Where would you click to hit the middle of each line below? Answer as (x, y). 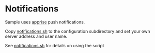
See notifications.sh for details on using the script (54, 45)
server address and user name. (36, 36)
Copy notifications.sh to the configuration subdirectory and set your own (77, 31)
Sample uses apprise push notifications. (45, 22)
